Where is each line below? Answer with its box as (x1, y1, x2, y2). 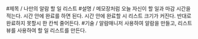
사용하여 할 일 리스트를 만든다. (17, 27, 87, 34)
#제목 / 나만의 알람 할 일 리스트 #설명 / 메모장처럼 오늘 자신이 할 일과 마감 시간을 (6, 5, 191, 12)
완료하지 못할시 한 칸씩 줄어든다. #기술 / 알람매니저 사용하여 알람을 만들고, (6, 20, 177, 26)
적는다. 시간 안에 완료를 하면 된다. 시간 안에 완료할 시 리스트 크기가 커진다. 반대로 (6, 12, 192, 19)
